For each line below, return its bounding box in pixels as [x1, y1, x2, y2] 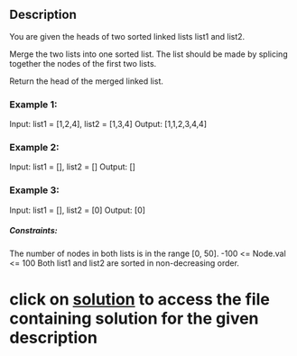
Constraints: [9, 225, 58, 236]
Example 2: [9, 141, 60, 154]
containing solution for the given [9, 308, 259, 328]
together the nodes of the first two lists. [9, 58, 157, 68]
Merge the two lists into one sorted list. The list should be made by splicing [9, 49, 288, 59]
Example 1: [9, 98, 58, 111]
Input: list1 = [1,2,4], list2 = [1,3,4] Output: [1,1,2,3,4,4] [9, 119, 208, 130]
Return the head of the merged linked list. [9, 76, 164, 87]
